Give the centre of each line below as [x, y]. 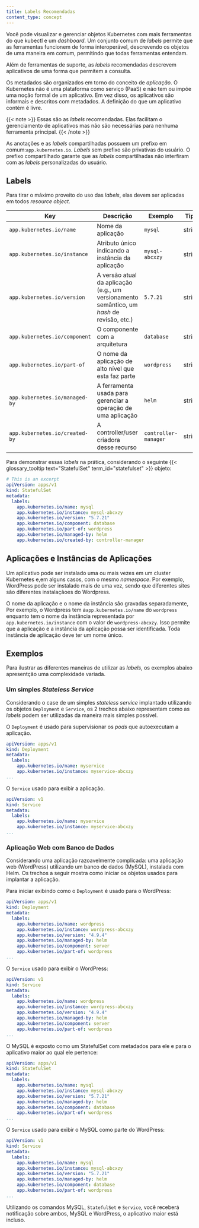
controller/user [117, 433]
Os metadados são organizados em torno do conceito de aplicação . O [92, 82]
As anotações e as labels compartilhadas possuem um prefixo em [86, 143]
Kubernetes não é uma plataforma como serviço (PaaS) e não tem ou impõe [99, 89]
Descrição [118, 216]
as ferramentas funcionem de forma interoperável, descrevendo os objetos [98, 47]
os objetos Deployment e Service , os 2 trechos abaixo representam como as [98, 709]
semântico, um [117, 305]
